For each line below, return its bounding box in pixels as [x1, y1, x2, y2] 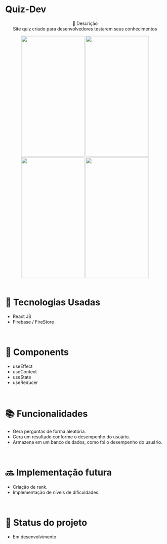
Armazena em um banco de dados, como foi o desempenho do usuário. [12, 439, 163, 445]
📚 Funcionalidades [5, 408, 88, 420]
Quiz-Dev [5, 4, 47, 15]
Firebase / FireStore [12, 318, 54, 325]
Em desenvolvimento [12, 533, 57, 539]
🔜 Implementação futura [5, 466, 112, 478]
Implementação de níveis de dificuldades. [12, 489, 100, 495]
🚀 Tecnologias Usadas [5, 297, 100, 308]
